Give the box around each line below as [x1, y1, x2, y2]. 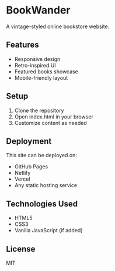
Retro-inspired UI [14, 62, 57, 69]
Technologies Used [6, 199, 78, 209]
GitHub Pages [14, 163, 48, 170]
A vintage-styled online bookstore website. [6, 23, 110, 30]
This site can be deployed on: [6, 152, 78, 159]
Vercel [14, 175, 30, 182]
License [6, 244, 36, 254]
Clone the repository [14, 107, 64, 114]
